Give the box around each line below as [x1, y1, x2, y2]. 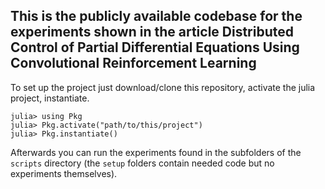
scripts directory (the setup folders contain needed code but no [10, 157, 275, 169]
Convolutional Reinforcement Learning [10, 55, 257, 72]
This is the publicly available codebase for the [10, 8, 303, 25]
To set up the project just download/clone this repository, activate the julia [10, 81, 316, 93]
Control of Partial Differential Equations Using [10, 39, 300, 56]
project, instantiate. [10, 92, 90, 104]
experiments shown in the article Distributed [10, 24, 294, 41]
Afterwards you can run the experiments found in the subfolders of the [10, 146, 302, 158]
